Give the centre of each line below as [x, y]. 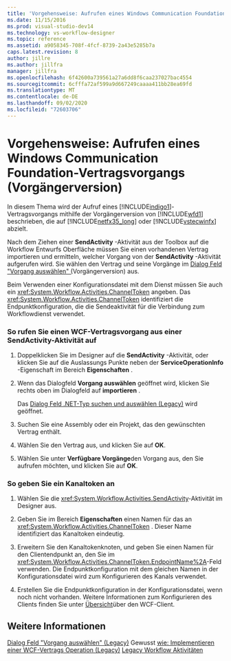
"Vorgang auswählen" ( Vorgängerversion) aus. [73, 271]
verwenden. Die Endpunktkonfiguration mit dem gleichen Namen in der [118, 569]
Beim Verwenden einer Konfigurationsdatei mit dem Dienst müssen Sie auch [115, 284]
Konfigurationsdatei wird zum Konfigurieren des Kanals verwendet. [112, 576]
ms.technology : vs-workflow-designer [61, 33]
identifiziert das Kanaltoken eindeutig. [71, 534]
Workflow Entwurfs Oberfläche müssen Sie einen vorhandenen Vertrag [108, 249]
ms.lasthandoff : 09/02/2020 [47, 103]
